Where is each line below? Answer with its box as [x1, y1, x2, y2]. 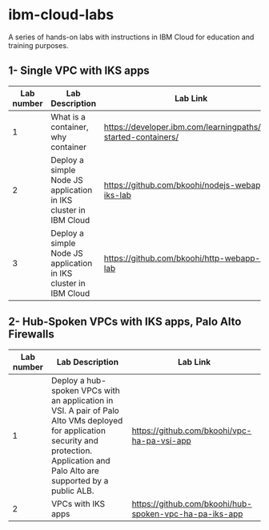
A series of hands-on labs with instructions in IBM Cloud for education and [8, 32, 255, 42]
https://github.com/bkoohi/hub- [131, 498, 252, 509]
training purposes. [8, 40, 69, 50]
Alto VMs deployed [51, 415, 123, 426]
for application [51, 425, 106, 436]
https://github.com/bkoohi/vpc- [131, 425, 252, 436]
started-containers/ [103, 131, 179, 142]
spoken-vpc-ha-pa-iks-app [131, 508, 243, 519]
